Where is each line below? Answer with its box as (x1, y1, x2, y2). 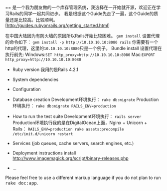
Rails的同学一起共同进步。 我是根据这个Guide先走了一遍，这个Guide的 (9, 10, 154, 16)
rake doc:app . (5, 180, 38, 186)
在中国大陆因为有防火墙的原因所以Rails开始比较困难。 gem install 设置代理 (5, 33, 160, 38)
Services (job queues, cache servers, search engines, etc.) (12, 140, 134, 146)
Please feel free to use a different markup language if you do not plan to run (5, 174, 161, 180)
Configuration (12, 86, 41, 92)
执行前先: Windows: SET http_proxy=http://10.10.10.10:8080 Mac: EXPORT (5, 51, 156, 57)
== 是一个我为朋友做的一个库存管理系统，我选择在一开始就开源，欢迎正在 (5, 4, 157, 10)
